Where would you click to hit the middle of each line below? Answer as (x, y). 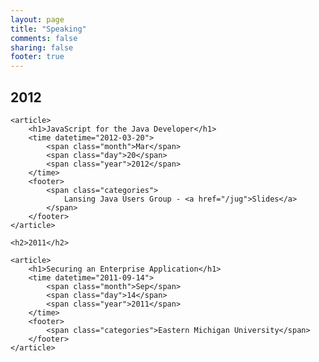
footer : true (37, 57)
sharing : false (42, 47)
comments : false (44, 38)
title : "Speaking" (48, 29)
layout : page (37, 19)
